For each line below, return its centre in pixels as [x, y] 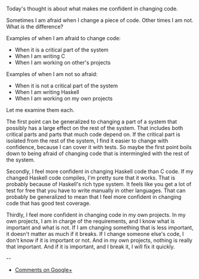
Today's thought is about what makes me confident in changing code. [92, 9]
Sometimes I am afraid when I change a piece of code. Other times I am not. [100, 20]
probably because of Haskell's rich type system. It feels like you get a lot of [99, 184]
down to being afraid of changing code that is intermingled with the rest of [98, 153]
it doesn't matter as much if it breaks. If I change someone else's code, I [95, 234]
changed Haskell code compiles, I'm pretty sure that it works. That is [91, 178]
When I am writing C [40, 56]
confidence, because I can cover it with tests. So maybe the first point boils [99, 147]
